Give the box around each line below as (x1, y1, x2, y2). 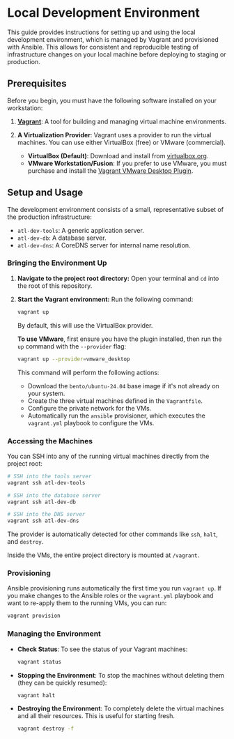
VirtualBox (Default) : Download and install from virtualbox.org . (27, 151, 209, 160)
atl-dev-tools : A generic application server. (17, 226, 144, 234)
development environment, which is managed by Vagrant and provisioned (7, 35, 219, 43)
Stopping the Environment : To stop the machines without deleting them (17, 671, 224, 679)
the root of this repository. (17, 281, 93, 290)
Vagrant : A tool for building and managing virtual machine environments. (17, 117, 227, 125)
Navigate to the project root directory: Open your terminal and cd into (17, 274, 219, 282)
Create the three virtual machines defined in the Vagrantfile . (27, 396, 203, 405)
